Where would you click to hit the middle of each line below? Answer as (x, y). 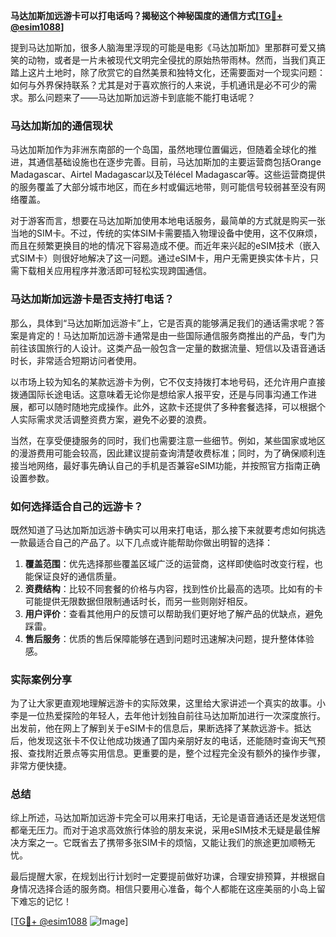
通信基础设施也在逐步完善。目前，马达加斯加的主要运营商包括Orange (179, 162)
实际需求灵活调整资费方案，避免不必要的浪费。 (115, 419)
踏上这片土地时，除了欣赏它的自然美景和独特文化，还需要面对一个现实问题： (168, 72)
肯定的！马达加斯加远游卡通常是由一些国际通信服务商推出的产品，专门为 (176, 335)
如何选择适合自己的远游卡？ (77, 506)
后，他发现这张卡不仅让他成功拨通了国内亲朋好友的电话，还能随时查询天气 (163, 741)
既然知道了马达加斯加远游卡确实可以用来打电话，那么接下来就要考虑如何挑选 (168, 530)
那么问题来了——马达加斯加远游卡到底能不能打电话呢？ (141, 97)
